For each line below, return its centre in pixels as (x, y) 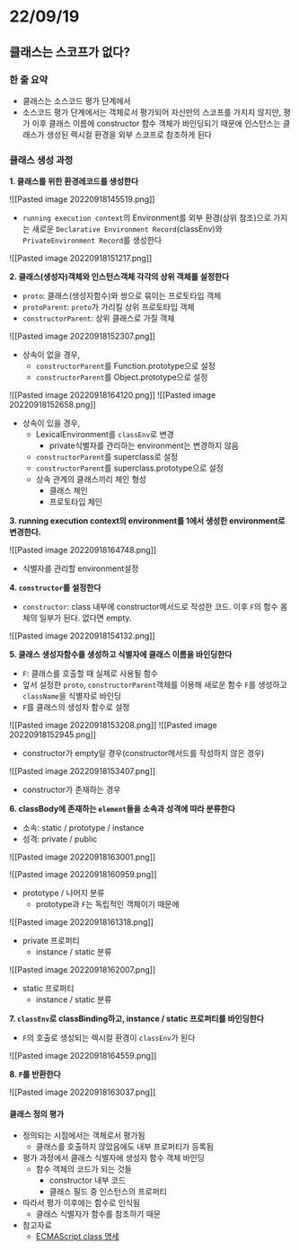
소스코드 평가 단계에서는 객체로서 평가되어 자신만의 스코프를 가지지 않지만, (152, 112)
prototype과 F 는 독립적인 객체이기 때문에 (107, 904)
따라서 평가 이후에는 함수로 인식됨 (81, 1203)
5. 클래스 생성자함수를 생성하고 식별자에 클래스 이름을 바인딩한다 (121, 655)
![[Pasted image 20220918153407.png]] (83, 771)
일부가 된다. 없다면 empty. (85, 618)
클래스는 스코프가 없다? (70, 52)
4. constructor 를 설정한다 (55, 588)
